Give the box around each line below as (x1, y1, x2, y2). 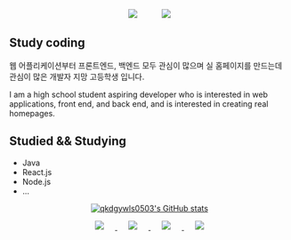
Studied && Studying (9, 133, 126, 149)
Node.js (21, 176, 52, 187)
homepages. (9, 108, 55, 118)
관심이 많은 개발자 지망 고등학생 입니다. (9, 71, 145, 82)
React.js (21, 166, 53, 177)
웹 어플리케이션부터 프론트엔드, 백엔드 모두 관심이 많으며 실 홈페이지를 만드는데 (9, 60, 283, 70)
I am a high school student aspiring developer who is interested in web (9, 89, 269, 100)
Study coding (9, 36, 86, 51)
